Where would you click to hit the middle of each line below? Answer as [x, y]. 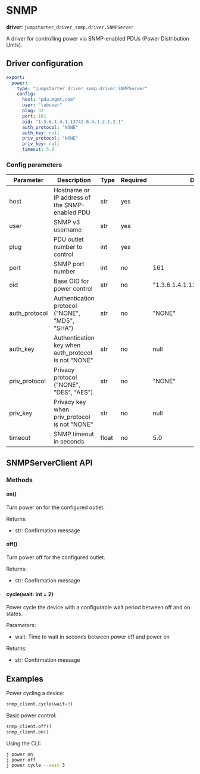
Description [74, 180]
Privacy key [70, 402]
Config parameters [34, 165]
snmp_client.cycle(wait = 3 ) [40, 704]
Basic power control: [32, 715]
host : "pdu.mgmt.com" [49, 100]
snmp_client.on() [28, 732]
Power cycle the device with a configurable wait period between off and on [98, 608]
